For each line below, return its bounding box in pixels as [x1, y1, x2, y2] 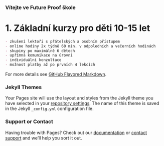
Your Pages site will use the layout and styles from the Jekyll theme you [5, 95, 154, 101]
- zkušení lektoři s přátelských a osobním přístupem [5, 39, 120, 44]
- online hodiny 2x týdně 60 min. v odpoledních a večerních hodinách [5, 43, 156, 48]
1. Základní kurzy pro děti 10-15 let [5, 22, 150, 34]
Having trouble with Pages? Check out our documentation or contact [5, 129, 147, 135]
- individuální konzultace [5, 57, 62, 62]
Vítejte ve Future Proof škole [5, 4, 76, 11]
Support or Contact [5, 118, 54, 125]
